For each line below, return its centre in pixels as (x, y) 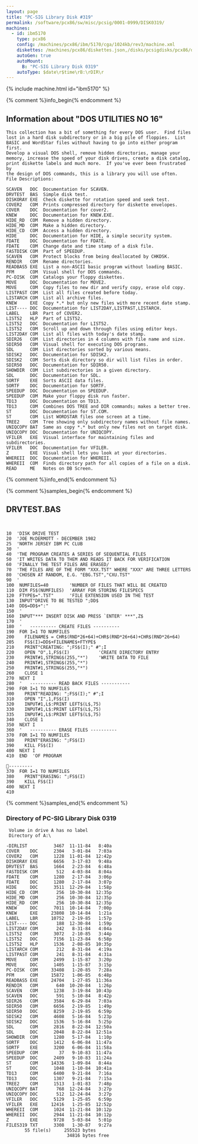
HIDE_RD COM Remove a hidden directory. (59, 220)
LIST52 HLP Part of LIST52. (44, 319)
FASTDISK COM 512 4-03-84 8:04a (59, 872)
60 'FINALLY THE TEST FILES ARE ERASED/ (58, 564)
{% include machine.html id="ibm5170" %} (58, 89)
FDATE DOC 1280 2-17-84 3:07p (59, 882)
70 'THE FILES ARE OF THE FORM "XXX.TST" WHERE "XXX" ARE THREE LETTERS (99, 570)
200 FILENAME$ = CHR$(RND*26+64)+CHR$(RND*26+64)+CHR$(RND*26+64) (93, 637)
